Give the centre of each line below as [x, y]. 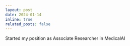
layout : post [19, 10]
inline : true [19, 19]
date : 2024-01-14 [23, 15]
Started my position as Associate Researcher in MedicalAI [65, 38]
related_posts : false [28, 24]
